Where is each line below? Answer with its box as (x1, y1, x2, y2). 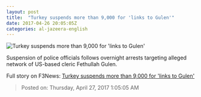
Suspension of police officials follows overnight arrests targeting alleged (6, 54, 187, 61)
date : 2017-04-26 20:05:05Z (6, 20, 77, 26)
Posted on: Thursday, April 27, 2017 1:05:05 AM (21, 84, 139, 92)
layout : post (6, 8, 39, 15)
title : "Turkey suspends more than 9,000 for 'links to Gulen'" (6, 15, 174, 21)
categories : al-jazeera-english (6, 25, 88, 32)
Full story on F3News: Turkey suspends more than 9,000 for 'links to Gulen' (6, 72, 195, 79)
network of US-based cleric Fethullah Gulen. (6, 61, 117, 68)
